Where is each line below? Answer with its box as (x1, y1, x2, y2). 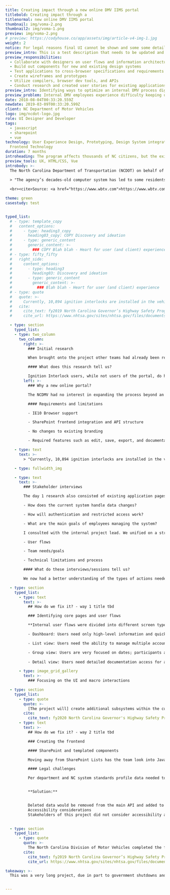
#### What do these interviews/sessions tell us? (23, 567, 130, 572)
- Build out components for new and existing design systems (10, 64, 142, 69)
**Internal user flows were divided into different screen (27, 623, 155, 628)
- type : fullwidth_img (14, 466, 62, 471)
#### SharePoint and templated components (27, 748, 119, 753)
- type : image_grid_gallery (18, 668, 78, 674)
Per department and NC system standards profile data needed (27, 776, 159, 781)
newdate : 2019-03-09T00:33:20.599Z (5, 102, 80, 107)
